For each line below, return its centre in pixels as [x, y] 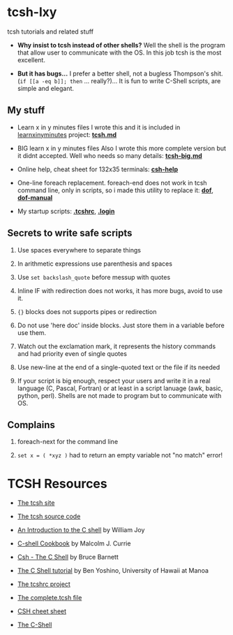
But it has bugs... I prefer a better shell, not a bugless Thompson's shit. [120, 73]
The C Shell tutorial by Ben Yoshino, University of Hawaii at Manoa [113, 571]
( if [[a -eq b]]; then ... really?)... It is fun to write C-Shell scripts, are [119, 80]
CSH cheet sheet [42, 611]
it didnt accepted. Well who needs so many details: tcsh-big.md [110, 155]
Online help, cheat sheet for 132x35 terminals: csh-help [98, 169]
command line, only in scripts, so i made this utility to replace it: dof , [115, 190]
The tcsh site [36, 503]
